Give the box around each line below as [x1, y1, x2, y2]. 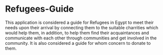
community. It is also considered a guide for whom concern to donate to [5, 40, 151, 46]
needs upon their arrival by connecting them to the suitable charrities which [5, 24, 159, 30]
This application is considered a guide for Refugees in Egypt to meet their [5, 19, 154, 25]
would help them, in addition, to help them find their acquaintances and [5, 30, 149, 36]
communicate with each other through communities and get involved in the [5, 35, 157, 41]
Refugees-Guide [5, 3, 74, 15]
